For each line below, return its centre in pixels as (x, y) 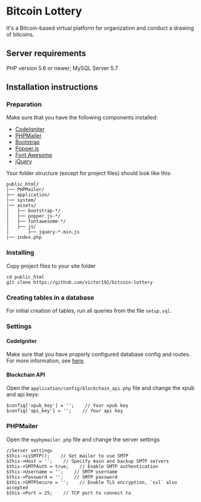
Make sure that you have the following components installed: (82, 118)
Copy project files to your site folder (51, 266)
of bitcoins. (20, 34)
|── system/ (21, 200)
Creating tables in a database (50, 297)
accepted (17, 487)
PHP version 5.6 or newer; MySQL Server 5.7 (62, 68)
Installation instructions (52, 87)
